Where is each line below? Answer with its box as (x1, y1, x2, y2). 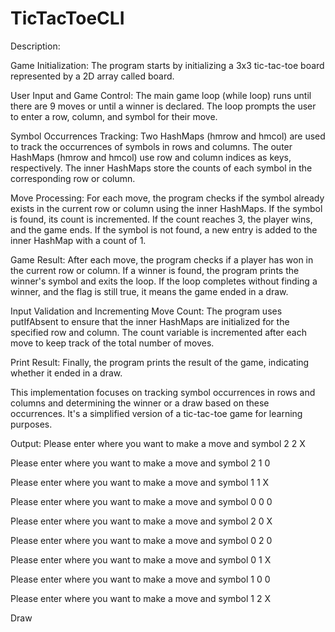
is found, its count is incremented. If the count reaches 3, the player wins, (10, 213, 313, 225)
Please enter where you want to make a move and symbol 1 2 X (10, 592, 271, 604)
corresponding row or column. (10, 172, 136, 184)
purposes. (10, 418, 53, 430)
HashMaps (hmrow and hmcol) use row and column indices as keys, (10, 151, 292, 163)
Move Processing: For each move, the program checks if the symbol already (10, 192, 325, 204)
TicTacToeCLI (10, 7, 125, 30)
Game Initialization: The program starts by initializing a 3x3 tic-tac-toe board (10, 59, 325, 71)
